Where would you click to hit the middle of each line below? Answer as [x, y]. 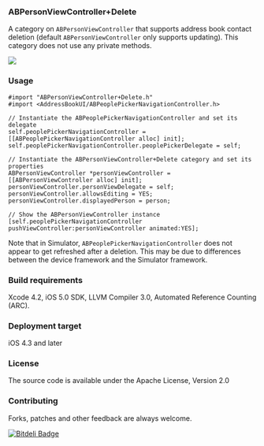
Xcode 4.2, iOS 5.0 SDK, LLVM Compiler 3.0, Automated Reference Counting [132, 297]
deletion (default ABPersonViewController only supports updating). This [123, 37]
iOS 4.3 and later [35, 343]
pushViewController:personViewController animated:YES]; [104, 228]
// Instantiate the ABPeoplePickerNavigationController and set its [123, 118]
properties [26, 166]
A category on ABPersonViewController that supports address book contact [130, 29]
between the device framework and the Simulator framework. [108, 259]
